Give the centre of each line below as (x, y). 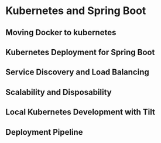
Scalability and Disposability (59, 92)
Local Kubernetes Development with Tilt (80, 112)
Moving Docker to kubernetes (61, 33)
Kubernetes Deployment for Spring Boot (80, 52)
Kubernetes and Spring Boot (76, 11)
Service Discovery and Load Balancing (78, 72)
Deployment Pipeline (44, 132)
